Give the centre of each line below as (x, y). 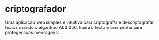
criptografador (35, 9)
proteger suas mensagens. (32, 32)
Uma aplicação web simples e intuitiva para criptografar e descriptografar (79, 22)
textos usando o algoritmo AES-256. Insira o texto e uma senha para (74, 27)
